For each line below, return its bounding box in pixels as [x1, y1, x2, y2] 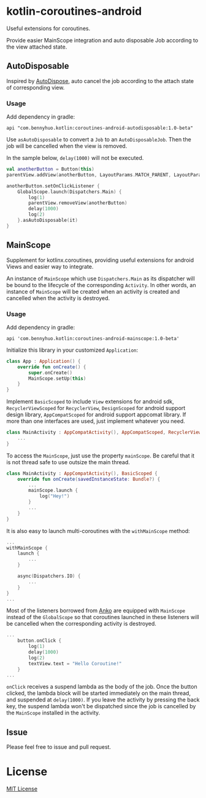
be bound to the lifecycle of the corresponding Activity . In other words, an [6, 281, 196, 288]
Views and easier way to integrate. [6, 263, 94, 270]
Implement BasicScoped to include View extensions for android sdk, [6, 398, 174, 405]
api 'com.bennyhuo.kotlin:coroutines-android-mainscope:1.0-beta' [6, 335, 180, 342]
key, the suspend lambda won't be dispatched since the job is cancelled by [6, 703, 196, 710]
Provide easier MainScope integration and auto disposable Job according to [6, 36, 199, 44]
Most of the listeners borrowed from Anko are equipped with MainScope [6, 607, 186, 614]
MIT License [6, 785, 38, 792]
